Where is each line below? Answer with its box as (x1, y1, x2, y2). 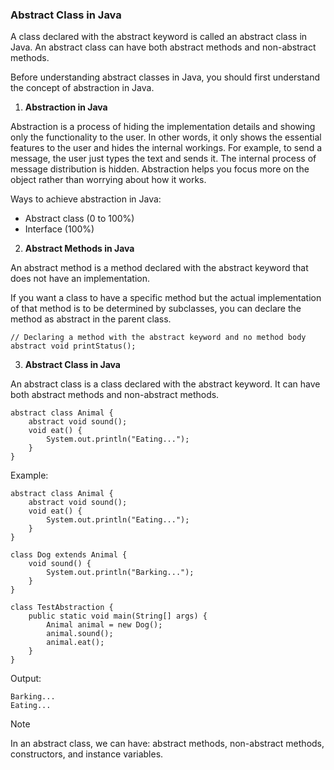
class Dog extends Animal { (10, 550, 128, 560)
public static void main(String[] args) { (28, 611, 208, 622)
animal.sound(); (46, 629, 114, 639)
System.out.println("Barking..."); (46, 568, 195, 578)
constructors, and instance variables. (10, 748, 164, 760)
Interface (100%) (24, 223, 95, 235)
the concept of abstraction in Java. (10, 82, 155, 94)
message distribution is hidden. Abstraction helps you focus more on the (10, 163, 310, 175)
